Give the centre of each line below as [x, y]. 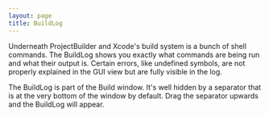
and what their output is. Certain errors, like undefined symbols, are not [127, 63]
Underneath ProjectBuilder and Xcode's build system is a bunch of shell [128, 46]
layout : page [30, 16]
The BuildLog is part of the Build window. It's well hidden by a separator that [135, 87]
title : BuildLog [35, 23]
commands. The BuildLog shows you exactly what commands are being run [134, 54]
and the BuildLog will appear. [56, 104]
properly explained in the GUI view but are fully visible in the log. [116, 71]
